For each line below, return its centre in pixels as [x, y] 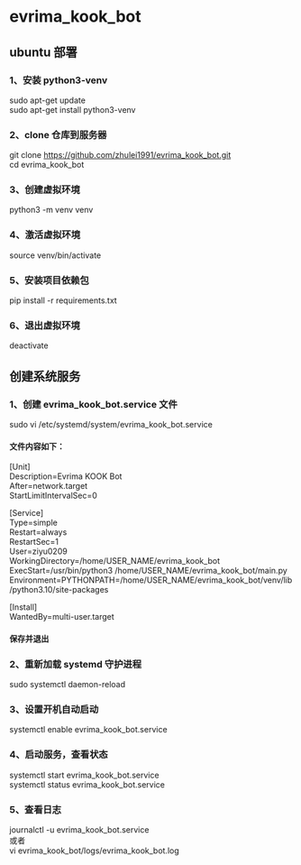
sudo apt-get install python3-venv [73, 109]
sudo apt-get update [47, 100]
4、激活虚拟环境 [45, 235]
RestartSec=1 [34, 542]
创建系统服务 [45, 376]
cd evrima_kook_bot [47, 165]
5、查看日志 [35, 809]
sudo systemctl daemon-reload [68, 685]
